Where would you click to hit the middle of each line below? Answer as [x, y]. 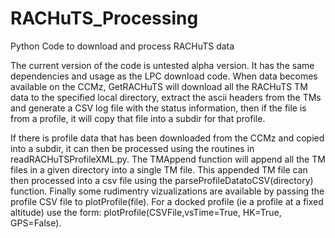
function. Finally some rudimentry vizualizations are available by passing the [167, 191]
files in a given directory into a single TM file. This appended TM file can [159, 169]
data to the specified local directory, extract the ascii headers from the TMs [166, 97]
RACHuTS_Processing [104, 18]
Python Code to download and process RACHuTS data [122, 46]
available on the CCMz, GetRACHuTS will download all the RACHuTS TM [159, 86]
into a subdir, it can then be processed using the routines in [132, 148]
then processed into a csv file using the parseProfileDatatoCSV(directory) [162, 180]
